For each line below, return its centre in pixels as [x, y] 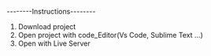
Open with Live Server [54, 43]
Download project [47, 26]
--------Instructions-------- [51, 11]
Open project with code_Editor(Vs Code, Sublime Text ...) [110, 35]
